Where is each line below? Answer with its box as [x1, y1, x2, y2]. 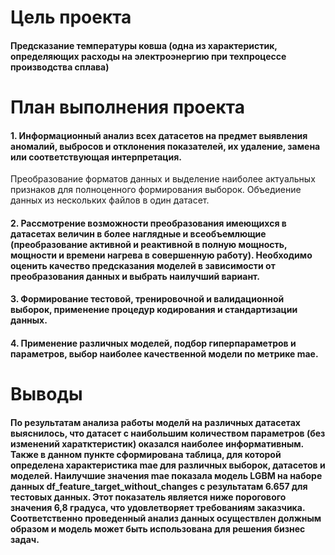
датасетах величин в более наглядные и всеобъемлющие [10, 227, 267, 240]
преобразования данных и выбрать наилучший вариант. [10, 270, 261, 282]
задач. [10, 533, 40, 545]
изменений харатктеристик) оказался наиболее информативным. [10, 437, 304, 450]
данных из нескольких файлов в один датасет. [10, 194, 210, 206]
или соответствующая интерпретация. [10, 151, 183, 163]
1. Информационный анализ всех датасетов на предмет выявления [10, 129, 308, 141]
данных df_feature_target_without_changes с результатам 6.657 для [10, 480, 308, 492]
